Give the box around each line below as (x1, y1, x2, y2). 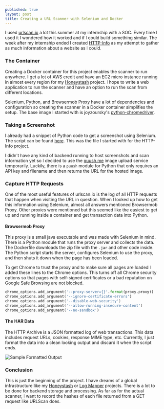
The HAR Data (5, 318, 34, 324)
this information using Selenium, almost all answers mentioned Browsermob (5, 202, 158, 208)
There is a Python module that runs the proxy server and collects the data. (5, 239, 155, 245)
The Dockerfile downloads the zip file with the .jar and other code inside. (5, 245, 154, 250)
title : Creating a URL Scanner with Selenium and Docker (5, 16, 123, 21)
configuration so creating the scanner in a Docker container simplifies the (5, 104, 153, 110)
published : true (5, 7, 38, 12)
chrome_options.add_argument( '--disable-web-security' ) (5, 299, 121, 304)
